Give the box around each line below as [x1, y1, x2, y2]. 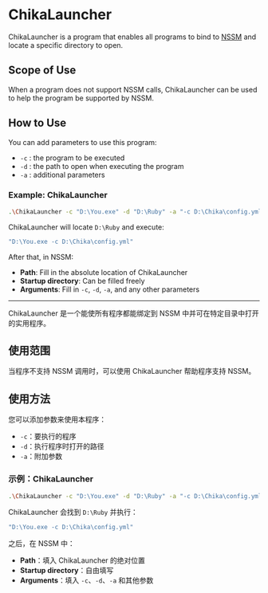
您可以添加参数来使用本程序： [8, 414, 106, 424]
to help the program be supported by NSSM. [8, 93, 154, 103]
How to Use [8, 116, 67, 130]
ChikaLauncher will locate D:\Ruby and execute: [8, 222, 165, 232]
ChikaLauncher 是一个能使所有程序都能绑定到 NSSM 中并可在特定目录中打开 [8, 308, 259, 318]
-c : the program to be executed [19, 153, 125, 163]
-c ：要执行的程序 [19, 432, 77, 442]
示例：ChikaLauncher [8, 473, 94, 485]
